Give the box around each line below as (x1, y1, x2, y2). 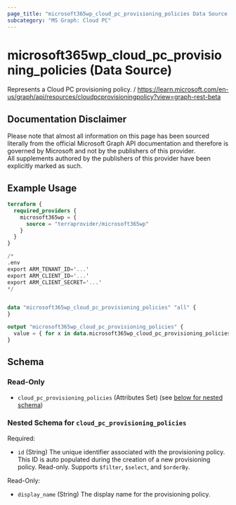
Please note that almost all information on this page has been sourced (7, 132, 209, 141)
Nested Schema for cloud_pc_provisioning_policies (7, 418, 187, 428)
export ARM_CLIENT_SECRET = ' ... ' (7, 279, 102, 286)
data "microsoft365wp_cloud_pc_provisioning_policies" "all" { (7, 304, 197, 312)
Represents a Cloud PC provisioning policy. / (7, 85, 136, 94)
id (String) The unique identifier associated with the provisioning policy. (17, 447, 225, 456)
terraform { (7, 201, 42, 208)
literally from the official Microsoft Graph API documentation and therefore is (7, 139, 229, 148)
